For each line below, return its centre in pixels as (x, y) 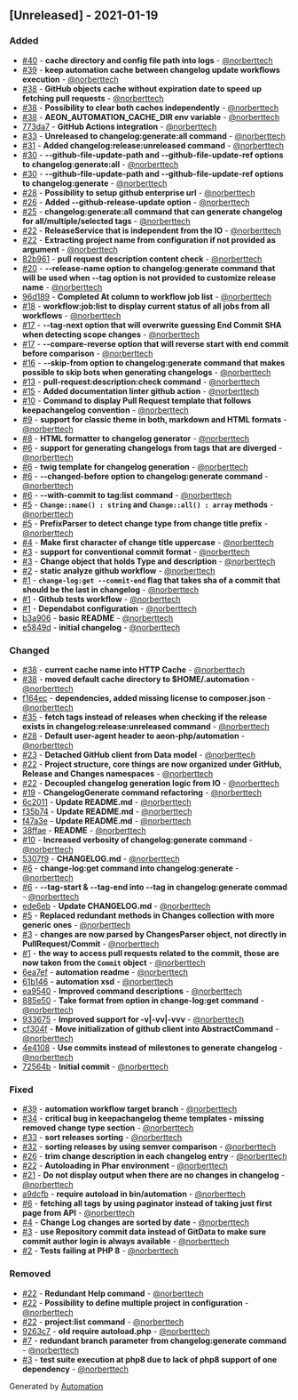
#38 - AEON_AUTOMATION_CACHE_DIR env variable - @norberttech (151, 117)
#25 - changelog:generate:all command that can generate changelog (152, 211)
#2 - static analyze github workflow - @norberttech (118, 570)
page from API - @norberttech (78, 1213)
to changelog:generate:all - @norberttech (100, 164)
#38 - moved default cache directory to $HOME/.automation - (138, 679)
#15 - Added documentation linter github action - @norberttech (141, 390)
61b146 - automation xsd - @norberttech (98, 981)
